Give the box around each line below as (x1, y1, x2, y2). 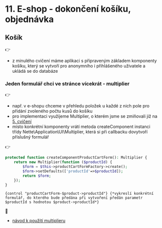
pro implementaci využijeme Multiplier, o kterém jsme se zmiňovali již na (12, 113, 158, 119)
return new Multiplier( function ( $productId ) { (14, 160, 112, 165)
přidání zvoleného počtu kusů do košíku (12, 108, 93, 114)
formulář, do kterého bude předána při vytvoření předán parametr (5, 195, 143, 201)
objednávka (5, 14, 54, 25)
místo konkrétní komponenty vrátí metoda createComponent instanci (12, 124, 150, 130)
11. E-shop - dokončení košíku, (5, 3, 131, 15)
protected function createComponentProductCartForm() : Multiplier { (5, 155, 147, 160)
